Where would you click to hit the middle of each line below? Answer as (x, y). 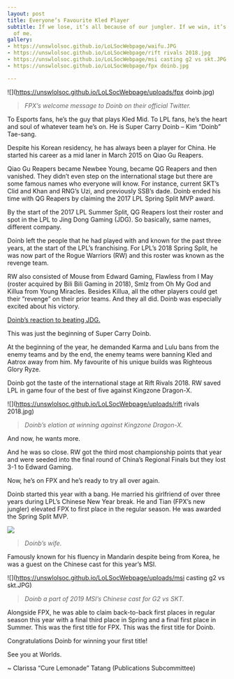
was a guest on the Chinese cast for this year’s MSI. (82, 564)
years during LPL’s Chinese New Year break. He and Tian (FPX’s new (106, 501)
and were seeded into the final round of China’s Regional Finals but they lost (117, 459)
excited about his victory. (44, 306)
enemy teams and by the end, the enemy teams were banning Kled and (110, 354)
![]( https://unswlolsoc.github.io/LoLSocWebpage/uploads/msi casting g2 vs (116, 577)
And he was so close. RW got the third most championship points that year (115, 452)
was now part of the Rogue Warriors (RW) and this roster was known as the (116, 255)
